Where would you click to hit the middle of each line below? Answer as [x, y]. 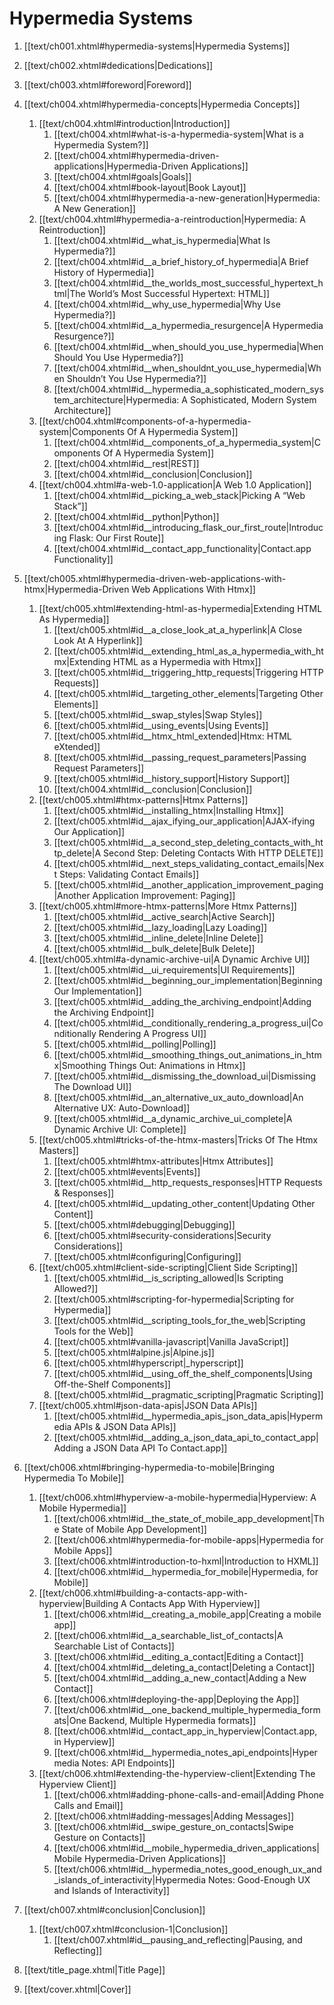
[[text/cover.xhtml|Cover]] [77, 1989]
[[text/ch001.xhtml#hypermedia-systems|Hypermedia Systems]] [157, 46]
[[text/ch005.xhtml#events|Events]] [127, 1171]
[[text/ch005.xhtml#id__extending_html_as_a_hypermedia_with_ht [188, 651]
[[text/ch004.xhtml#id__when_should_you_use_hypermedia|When [188, 346]
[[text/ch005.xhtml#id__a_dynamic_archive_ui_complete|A [173, 1118]
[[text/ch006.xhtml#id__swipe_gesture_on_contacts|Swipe [173, 1826]
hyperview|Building [78, 1603]
